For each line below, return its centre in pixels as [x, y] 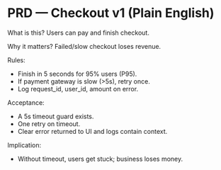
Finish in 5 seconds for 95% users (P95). [77, 74]
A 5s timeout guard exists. [56, 116]
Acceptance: [26, 102]
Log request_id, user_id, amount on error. [78, 89]
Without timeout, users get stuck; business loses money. [100, 159]
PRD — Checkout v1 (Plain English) [111, 13]
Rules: [17, 60]
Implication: [24, 145]
